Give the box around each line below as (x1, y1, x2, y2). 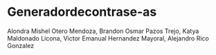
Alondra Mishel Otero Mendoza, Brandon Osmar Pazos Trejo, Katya (7, 27, 199, 35)
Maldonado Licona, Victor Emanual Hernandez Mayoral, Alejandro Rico (7, 34, 209, 42)
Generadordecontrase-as (7, 4, 157, 20)
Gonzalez (7, 41, 35, 49)
